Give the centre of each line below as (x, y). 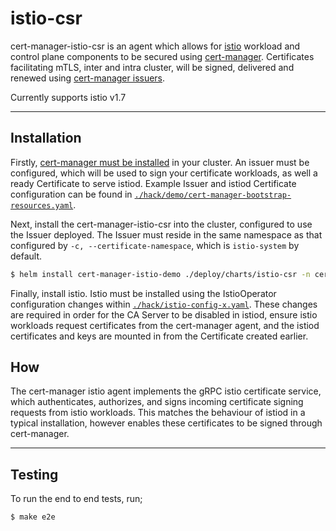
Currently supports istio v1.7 (68, 97)
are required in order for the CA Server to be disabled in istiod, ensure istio (164, 314)
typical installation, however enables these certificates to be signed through (166, 423)
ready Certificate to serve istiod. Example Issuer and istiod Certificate (153, 183)
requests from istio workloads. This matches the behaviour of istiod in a (158, 413)
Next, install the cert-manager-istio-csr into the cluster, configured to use (161, 224)
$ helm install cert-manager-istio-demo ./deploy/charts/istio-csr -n (160, 274)
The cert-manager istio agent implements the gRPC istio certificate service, (166, 391)
